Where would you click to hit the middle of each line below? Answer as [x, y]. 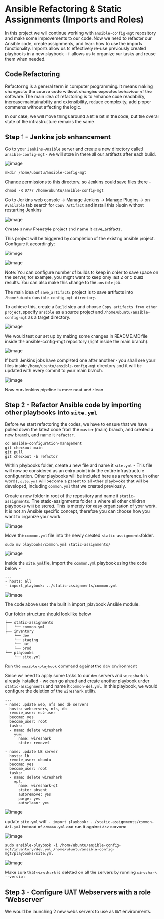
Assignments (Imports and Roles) [75, 19]
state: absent [33, 790]
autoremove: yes [35, 794]
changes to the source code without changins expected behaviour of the [79, 91]
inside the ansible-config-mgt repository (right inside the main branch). [77, 341]
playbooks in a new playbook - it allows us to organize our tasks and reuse [80, 54]
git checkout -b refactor [31, 457]
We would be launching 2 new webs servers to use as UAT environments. [78, 912]
